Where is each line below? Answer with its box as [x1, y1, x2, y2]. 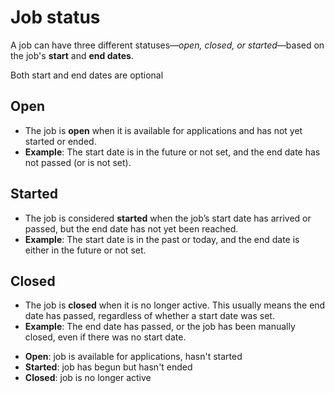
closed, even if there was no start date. [24, 331, 187, 343]
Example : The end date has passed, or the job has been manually [24, 321, 296, 333]
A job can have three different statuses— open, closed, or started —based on [10, 39, 325, 51]
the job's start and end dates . [10, 49, 134, 61]
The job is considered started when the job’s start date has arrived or [24, 212, 312, 224]
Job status [10, 6, 101, 29]
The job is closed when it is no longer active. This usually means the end [24, 299, 326, 311]
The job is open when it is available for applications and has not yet [24, 124, 303, 136]
